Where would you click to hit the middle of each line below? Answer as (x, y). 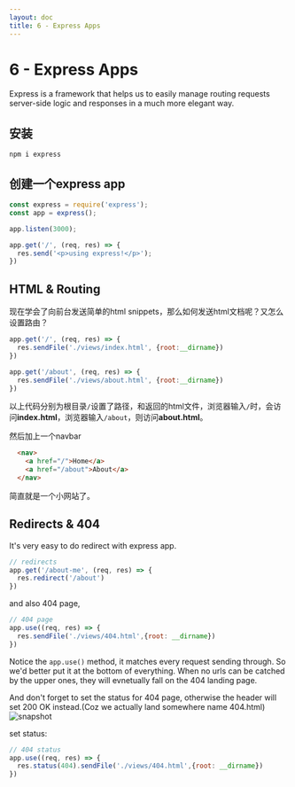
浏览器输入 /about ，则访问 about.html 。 (136, 417)
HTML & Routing (55, 289)
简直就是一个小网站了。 (52, 495)
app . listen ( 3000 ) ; (43, 229)
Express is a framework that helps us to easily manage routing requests (140, 94)
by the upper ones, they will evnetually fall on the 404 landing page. (133, 680)
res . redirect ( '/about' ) (61, 578)
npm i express (35, 155)
